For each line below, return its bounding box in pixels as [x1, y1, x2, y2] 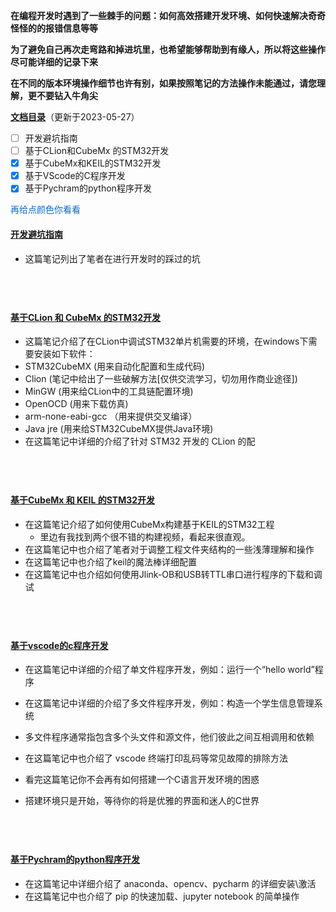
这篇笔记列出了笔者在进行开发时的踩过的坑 [24, 252, 201, 264]
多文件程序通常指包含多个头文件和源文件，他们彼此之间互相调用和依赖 [24, 731, 315, 743]
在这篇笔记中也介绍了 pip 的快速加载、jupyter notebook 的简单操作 [24, 890, 300, 902]
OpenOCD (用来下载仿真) [24, 398, 129, 410]
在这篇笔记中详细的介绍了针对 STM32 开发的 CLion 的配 [24, 435, 256, 448]
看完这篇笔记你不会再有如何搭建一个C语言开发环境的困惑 [24, 774, 260, 786]
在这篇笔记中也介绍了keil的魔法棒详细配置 [24, 555, 198, 568]
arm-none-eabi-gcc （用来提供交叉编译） [24, 410, 198, 423]
